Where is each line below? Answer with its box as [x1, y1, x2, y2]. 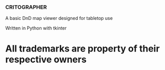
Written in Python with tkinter [5, 25, 67, 31]
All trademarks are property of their [5, 43, 160, 55]
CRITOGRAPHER [5, 4, 47, 11]
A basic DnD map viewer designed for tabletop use [5, 15, 113, 21]
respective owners [5, 54, 87, 65]
